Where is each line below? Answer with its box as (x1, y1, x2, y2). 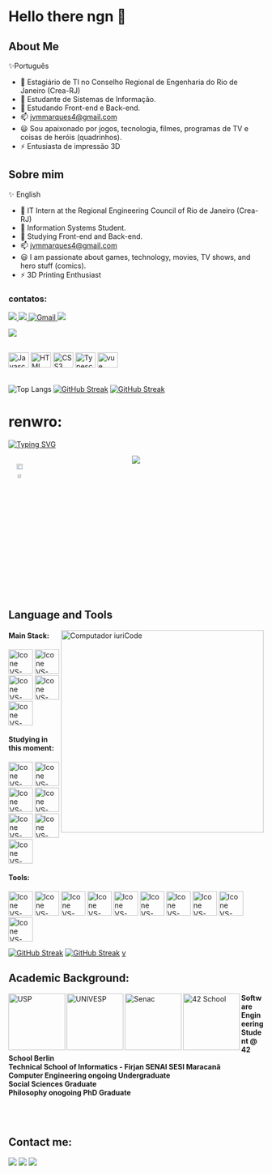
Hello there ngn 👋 (8, 7, 127, 26)
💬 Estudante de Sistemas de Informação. (19, 95, 156, 104)
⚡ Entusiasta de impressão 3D (19, 142, 121, 151)
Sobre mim (8, 168, 65, 181)
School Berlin (8, 1053, 55, 1063)
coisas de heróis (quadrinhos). (19, 133, 122, 142)
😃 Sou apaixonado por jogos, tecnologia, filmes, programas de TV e (19, 124, 249, 133)
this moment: (8, 743, 54, 753)
